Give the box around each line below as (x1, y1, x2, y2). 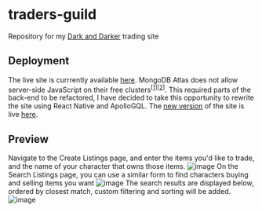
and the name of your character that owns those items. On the (8, 162, 239, 171)
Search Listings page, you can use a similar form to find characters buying (8, 170, 249, 180)
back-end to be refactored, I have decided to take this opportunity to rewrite (8, 93, 255, 103)
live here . (8, 110, 38, 119)
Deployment (8, 54, 70, 68)
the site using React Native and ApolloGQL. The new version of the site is (8, 101, 245, 111)
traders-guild (8, 5, 96, 24)
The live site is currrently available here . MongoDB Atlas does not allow (8, 75, 238, 84)
